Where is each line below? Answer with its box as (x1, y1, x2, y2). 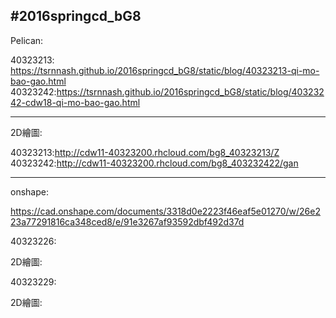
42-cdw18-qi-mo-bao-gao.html (10, 96, 141, 108)
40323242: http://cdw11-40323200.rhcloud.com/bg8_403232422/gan (10, 157, 299, 169)
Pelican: (10, 34, 44, 46)
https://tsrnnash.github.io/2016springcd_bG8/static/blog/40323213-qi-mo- (10, 64, 320, 76)
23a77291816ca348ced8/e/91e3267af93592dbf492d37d (10, 215, 245, 228)
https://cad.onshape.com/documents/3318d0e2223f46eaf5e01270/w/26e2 (10, 205, 321, 217)
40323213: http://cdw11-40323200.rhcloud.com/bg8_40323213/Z (10, 146, 280, 158)
